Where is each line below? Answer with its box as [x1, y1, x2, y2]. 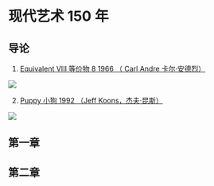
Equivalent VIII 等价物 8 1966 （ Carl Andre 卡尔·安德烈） [19, 64, 206, 73]
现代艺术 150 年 [8, 7, 109, 25]
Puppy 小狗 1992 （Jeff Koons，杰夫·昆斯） [19, 96, 163, 105]
